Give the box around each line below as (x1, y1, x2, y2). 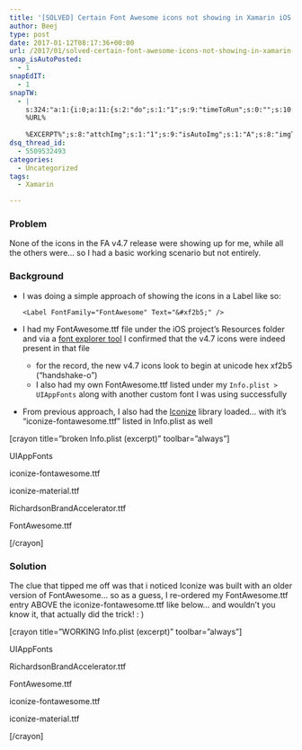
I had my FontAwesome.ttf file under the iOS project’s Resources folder (22, 323, 285, 334)
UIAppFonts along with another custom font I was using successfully (35, 388, 288, 400)
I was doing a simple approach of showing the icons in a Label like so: (22, 290, 281, 301)
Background (9, 270, 65, 283)
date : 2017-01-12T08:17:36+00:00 (9, 38, 135, 48)
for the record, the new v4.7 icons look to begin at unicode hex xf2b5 (35, 360, 293, 371)
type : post (9, 30, 50, 39)
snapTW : (9, 88, 39, 97)
